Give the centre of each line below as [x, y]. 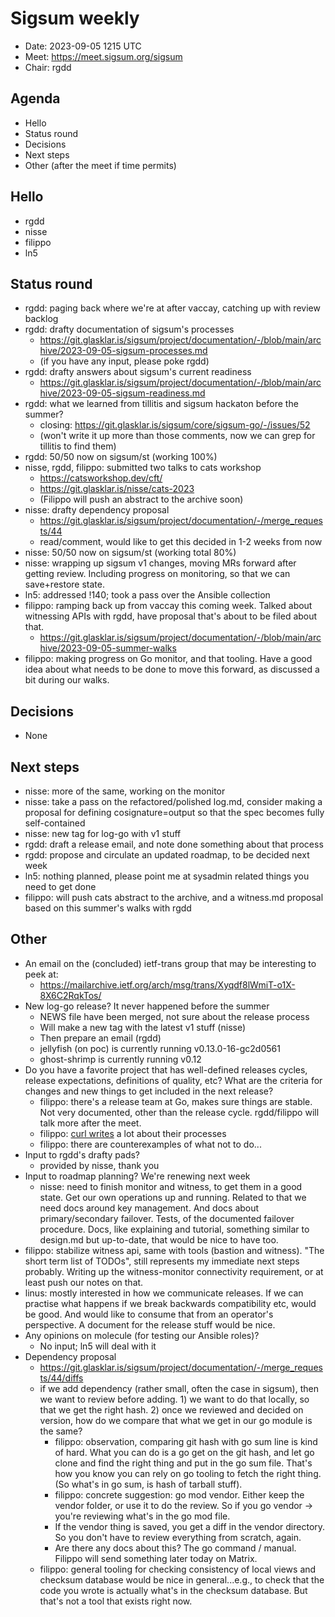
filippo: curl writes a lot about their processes [133, 1133]
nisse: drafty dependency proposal [97, 510]
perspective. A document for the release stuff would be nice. [150, 1324]
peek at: [41, 974]
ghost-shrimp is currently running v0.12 [120, 1059]
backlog [41, 319]
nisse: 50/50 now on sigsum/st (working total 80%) [130, 553]
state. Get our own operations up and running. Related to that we [173, 1197]
